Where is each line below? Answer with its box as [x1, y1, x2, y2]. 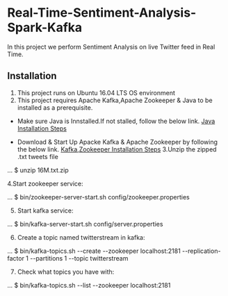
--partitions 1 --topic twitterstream [30, 254, 129, 262]
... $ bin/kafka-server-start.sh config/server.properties [7, 220, 163, 228]
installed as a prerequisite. [17, 103, 93, 112]
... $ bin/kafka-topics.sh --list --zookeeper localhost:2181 [7, 281, 171, 289]
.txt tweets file [17, 152, 59, 161]
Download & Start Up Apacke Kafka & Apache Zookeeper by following [17, 138, 218, 146]
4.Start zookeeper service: [7, 179, 83, 188]
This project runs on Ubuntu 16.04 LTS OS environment [17, 88, 176, 97]
